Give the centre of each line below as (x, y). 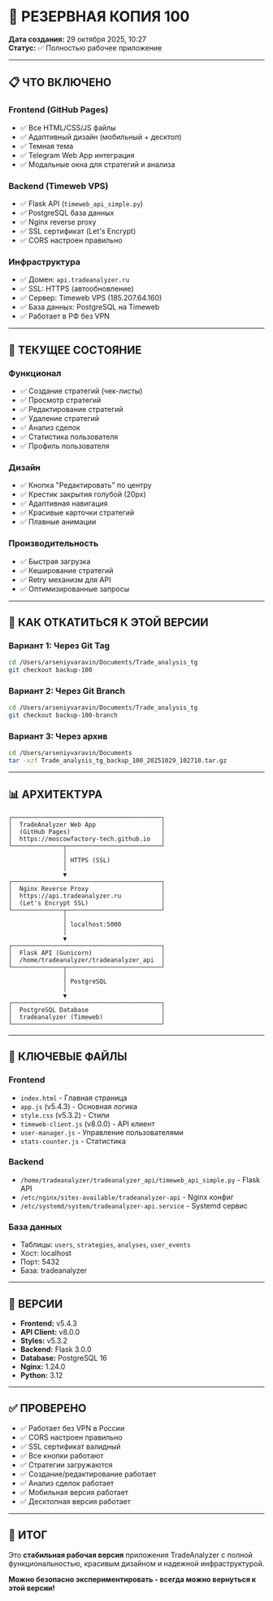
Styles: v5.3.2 (43, 1340)
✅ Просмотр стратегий (61, 400)
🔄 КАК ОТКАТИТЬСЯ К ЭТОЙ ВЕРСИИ (108, 622)
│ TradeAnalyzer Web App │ (87, 825)
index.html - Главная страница (74, 1098)
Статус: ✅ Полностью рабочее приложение (85, 47)
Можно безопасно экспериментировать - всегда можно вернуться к (132, 1579)
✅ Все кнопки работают (62, 1455)
